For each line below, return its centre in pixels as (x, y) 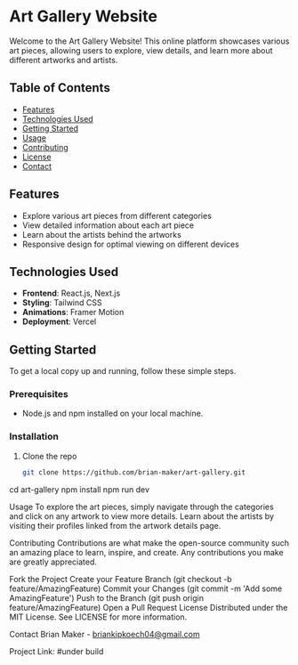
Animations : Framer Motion (73, 312)
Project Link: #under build (56, 651)
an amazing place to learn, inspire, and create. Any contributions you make (146, 552)
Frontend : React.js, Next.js (71, 293)
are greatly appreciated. (53, 562)
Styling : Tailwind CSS (62, 303)
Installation (34, 436)
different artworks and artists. (64, 60)
